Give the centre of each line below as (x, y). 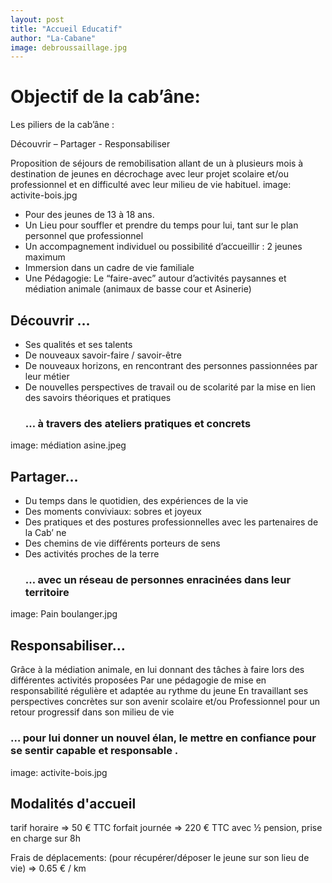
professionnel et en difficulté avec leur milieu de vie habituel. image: (151, 185)
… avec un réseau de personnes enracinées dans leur (158, 580)
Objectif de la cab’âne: (105, 97)
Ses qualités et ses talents (78, 344)
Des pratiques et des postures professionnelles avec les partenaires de (171, 522)
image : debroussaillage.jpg (69, 47)
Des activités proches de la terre (92, 554)
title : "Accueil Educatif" (66, 29)
